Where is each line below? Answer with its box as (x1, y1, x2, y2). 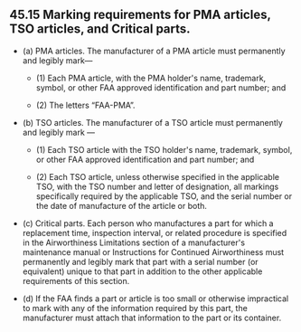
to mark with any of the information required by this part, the (22, 302, 249, 313)
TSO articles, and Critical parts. (9, 22, 192, 37)
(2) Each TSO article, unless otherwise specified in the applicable (35, 171, 280, 182)
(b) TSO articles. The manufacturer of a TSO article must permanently (22, 117, 283, 128)
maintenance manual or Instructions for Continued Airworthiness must (22, 246, 285, 257)
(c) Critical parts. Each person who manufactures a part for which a (22, 217, 274, 229)
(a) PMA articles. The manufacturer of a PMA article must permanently (22, 45, 287, 56)
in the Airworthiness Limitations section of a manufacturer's (22, 237, 246, 248)
